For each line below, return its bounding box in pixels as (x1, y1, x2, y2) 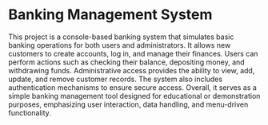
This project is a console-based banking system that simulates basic (8, 32, 234, 41)
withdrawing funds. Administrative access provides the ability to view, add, (8, 65, 255, 75)
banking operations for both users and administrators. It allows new (8, 40, 231, 49)
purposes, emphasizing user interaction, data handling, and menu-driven (8, 100, 249, 109)
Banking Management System (8, 6, 213, 24)
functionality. (8, 107, 52, 117)
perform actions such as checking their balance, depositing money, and (8, 57, 246, 67)
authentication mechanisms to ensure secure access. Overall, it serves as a (8, 82, 258, 92)
